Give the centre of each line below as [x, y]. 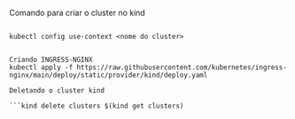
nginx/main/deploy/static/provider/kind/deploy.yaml [109, 75]
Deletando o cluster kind [57, 91]
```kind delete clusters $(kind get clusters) [97, 106]
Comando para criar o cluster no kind [78, 13]
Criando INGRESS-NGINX [51, 60]
